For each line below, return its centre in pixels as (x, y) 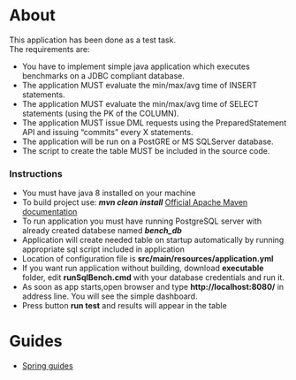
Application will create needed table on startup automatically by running (153, 240)
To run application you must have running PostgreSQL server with (142, 221)
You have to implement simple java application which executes (136, 66)
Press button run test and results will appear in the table (124, 306)
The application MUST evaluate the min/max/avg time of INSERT (140, 85)
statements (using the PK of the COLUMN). (100, 113)
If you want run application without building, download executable (143, 268)
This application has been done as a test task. (93, 40)
